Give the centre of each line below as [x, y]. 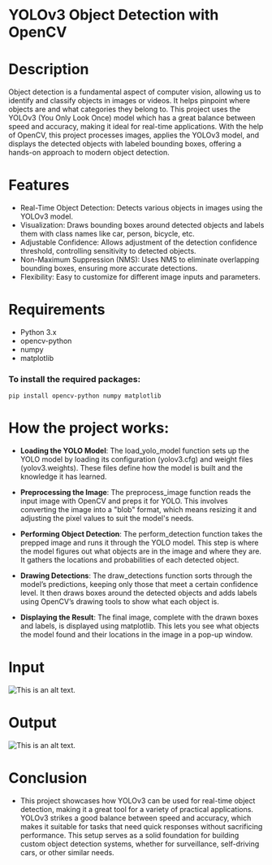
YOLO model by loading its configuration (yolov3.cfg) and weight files [136, 459]
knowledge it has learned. [63, 476]
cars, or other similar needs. [67, 853]
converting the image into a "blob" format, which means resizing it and [138, 510]
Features [39, 185]
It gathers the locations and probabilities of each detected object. [130, 560]
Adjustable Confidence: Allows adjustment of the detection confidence [138, 242]
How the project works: [89, 428]
